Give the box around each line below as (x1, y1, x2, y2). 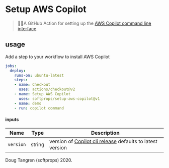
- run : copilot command (14, 105, 64, 110)
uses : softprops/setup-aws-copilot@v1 (18, 96, 100, 101)
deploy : (10, 68, 26, 73)
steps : (14, 77, 28, 83)
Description (91, 129, 120, 136)
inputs (5, 117, 19, 123)
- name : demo (14, 101, 42, 106)
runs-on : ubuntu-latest (14, 73, 64, 78)
